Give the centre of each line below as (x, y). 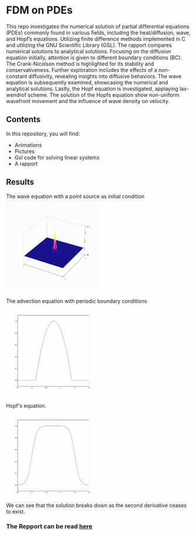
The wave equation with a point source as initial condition (75, 196)
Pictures (25, 151)
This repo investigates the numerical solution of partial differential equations (98, 26)
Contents (23, 120)
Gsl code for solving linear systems (57, 157)
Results (20, 182)
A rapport (26, 163)
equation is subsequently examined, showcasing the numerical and (87, 82)
